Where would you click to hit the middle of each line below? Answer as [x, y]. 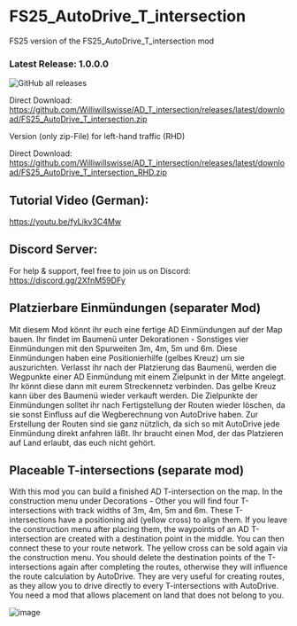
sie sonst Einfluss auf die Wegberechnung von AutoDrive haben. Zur [134, 414]
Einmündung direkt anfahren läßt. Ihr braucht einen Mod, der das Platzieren [147, 433]
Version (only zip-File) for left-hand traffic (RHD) [97, 137]
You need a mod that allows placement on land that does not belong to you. [147, 595]
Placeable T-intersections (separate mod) [127, 470]
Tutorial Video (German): [79, 200]
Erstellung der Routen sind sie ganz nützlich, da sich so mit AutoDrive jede [145, 424]
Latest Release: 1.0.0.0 [59, 64]
